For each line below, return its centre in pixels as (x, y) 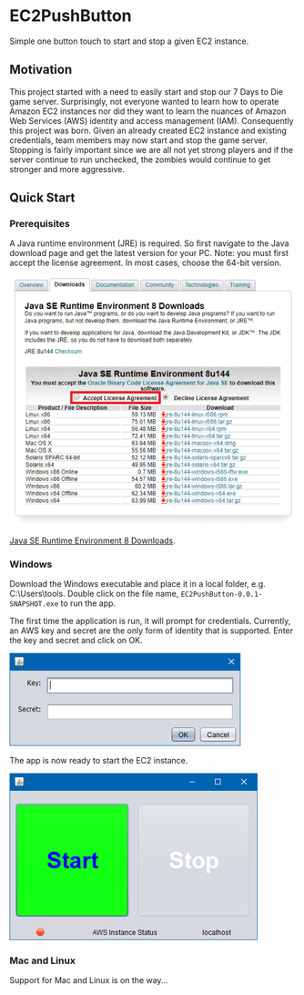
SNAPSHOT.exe (34, 604)
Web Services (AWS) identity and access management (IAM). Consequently (152, 120)
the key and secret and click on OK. (76, 641)
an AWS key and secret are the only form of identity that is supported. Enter (152, 631)
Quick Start (42, 198)
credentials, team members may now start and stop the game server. (139, 140)
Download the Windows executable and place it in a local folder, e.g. (137, 584)
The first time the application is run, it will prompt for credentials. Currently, (150, 621)
